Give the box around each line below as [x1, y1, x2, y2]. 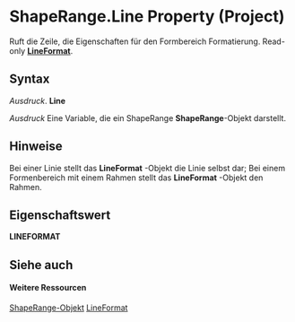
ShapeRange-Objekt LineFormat [9, 302, 128, 313]
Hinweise [9, 139, 63, 154]
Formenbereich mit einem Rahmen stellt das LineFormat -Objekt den [9, 172, 264, 183]
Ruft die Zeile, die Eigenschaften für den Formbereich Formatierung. [9, 36, 261, 47]
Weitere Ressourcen [9, 283, 87, 293]
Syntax [9, 72, 50, 87]
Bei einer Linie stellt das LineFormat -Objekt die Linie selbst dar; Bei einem [9, 162, 285, 173]
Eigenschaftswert [9, 207, 111, 222]
